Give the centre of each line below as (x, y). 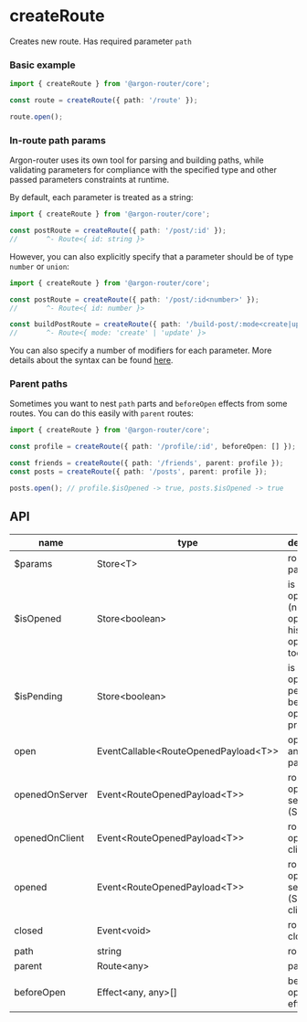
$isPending (38, 696)
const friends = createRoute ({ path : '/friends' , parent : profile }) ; (147, 463)
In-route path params (58, 140)
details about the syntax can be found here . (91, 360)
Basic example (42, 65)
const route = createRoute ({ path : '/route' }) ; (104, 101)
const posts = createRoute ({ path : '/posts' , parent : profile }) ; (138, 472)
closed (29, 931)
